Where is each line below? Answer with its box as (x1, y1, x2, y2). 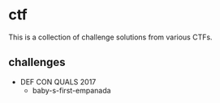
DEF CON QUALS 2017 (19, 76, 97, 86)
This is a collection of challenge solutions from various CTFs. (8, 32, 213, 42)
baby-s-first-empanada (32, 85, 111, 95)
